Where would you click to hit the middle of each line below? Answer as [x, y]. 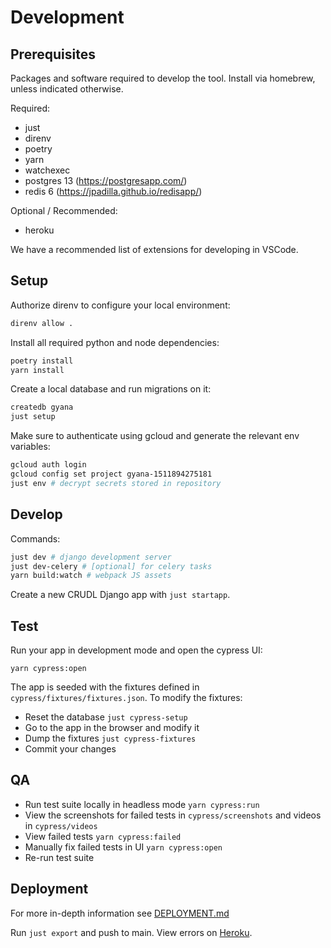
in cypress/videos [61, 825]
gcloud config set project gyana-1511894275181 [111, 474]
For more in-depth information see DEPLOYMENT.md [120, 913]
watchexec [47, 170]
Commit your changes [70, 749]
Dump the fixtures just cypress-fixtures [110, 738]
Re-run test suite [59, 857]
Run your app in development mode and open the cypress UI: [136, 650]
